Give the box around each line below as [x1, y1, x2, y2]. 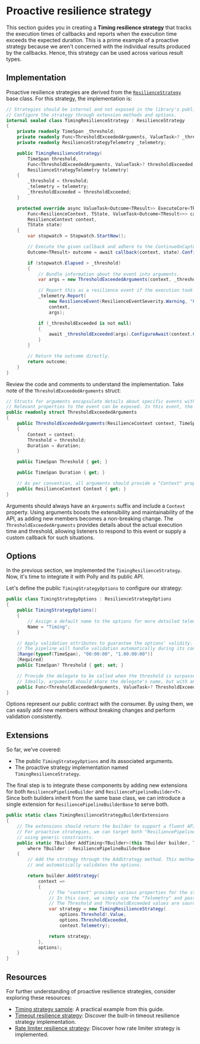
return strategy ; [48, 933, 92, 939]
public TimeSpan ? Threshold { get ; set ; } [17, 662, 124, 668]
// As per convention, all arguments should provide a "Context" [17, 480, 183, 486]
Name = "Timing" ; [27, 624, 70, 630]
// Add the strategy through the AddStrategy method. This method [27, 857, 196, 862]
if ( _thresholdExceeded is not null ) [37, 320, 132, 326]
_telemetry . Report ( [37, 293, 86, 299]
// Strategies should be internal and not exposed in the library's [6, 106, 180, 112]
